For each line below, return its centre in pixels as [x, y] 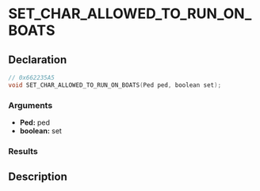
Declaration [38, 60]
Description [38, 177]
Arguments [31, 105]
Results [23, 151]
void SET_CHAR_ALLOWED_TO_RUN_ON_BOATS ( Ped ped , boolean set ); [115, 85]
